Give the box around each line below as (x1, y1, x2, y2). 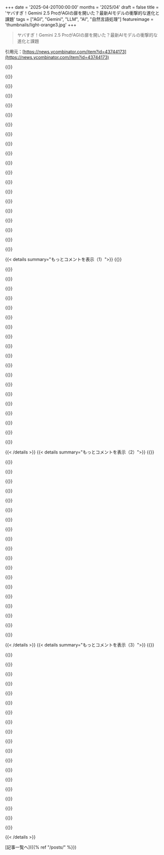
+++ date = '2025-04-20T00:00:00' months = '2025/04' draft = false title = (5, 4, 159, 10)
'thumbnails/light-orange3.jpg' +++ (5, 22, 77, 28)
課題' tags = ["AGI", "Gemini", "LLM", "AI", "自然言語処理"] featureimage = (5, 16, 154, 22)
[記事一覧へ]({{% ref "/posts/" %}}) (5, 844, 77, 850)
